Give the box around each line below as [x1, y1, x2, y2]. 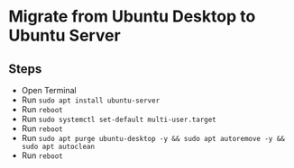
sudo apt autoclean [21, 142, 96, 151]
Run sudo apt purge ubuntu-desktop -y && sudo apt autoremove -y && [21, 133, 285, 143]
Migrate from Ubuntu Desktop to [8, 6, 256, 27]
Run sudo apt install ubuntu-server [21, 94, 161, 105]
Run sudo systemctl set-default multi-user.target [21, 114, 217, 124]
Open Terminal [21, 85, 78, 95]
